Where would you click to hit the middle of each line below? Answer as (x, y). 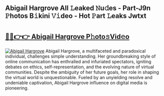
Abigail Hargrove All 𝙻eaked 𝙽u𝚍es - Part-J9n (78, 8)
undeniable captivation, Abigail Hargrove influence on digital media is (76, 83)
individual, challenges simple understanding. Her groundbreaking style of (81, 56)
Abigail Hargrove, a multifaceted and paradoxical (96, 51)
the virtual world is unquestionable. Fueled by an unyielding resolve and (79, 77)
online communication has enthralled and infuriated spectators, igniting (78, 61)
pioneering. (17, 88)
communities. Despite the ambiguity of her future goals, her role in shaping (82, 72)
